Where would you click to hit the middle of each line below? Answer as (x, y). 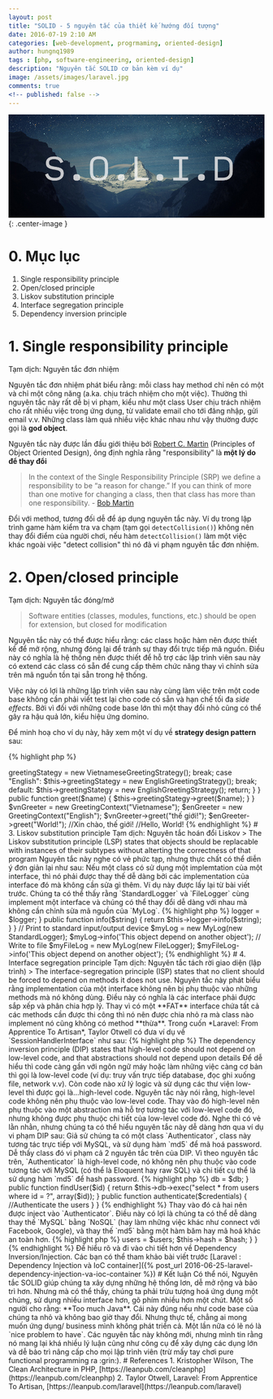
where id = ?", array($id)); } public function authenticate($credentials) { (128, 1196)
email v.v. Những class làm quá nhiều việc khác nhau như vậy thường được (133, 420)
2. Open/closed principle (94, 577)
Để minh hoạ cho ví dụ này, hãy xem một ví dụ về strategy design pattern (132, 732)
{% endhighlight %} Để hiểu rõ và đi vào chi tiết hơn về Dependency (123, 1248)
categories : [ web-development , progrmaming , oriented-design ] (116, 43)
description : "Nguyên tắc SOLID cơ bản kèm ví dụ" (96, 69)
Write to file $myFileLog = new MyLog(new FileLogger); (102, 946)
